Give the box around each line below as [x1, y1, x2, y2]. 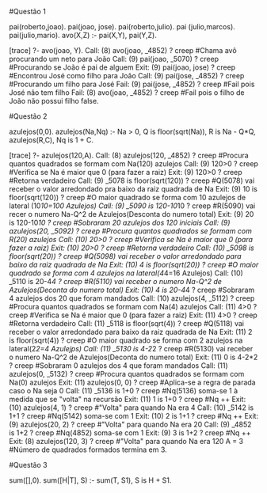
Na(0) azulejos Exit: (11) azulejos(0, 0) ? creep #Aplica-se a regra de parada [9, 377, 256, 387]
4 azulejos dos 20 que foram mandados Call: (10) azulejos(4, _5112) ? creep [9, 294, 255, 303]
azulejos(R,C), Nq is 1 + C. [9, 135, 94, 145]
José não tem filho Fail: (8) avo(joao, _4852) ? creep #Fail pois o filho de [9, 88, 245, 97]
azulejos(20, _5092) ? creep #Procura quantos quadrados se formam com [9, 226, 253, 236]
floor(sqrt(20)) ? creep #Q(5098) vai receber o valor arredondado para [9, 252, 242, 260]
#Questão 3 [9, 461, 48, 469]
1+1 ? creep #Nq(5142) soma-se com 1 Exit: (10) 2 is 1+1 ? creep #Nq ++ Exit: [9, 411, 259, 420]
